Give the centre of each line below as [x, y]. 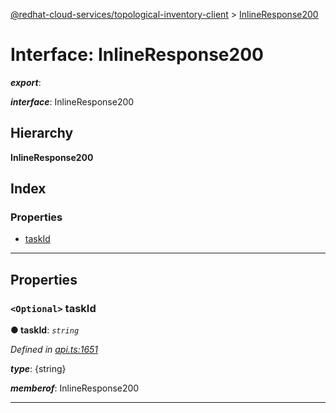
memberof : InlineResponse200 [75, 388]
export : [26, 82]
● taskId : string [45, 330]
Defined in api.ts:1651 [54, 350]
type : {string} [38, 369]
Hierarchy [42, 133]
